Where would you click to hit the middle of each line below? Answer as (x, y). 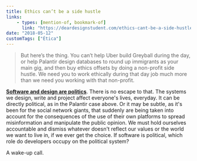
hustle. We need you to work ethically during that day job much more (104, 74)
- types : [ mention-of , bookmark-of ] (62, 22)
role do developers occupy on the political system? (68, 141)
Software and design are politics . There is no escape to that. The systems (96, 92)
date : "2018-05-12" (30, 33)
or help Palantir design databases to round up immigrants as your (99, 61)
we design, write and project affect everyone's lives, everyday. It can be (93, 98)
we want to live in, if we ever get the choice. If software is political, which (94, 135)
